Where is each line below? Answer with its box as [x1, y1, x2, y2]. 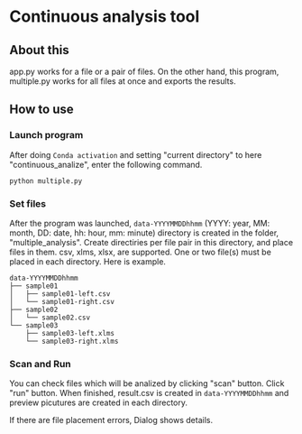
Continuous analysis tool [9, 6, 200, 27]
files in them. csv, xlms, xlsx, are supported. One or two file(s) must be [9, 246, 272, 257]
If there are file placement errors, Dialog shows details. [9, 415, 214, 426]
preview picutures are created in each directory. [9, 397, 188, 408]
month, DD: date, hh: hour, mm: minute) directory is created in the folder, [9, 227, 279, 238]
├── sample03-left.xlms [25, 328, 115, 337]
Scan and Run [9, 357, 72, 370]
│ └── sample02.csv [9, 313, 91, 322]
